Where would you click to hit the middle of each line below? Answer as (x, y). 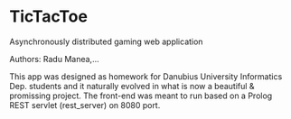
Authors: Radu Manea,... (54, 59)
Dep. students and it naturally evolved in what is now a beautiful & (132, 86)
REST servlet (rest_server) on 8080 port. (85, 105)
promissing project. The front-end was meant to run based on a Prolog (141, 96)
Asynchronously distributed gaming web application (106, 41)
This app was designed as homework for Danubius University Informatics (146, 76)
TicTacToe (49, 17)
